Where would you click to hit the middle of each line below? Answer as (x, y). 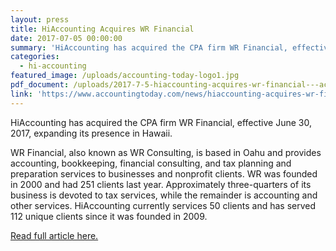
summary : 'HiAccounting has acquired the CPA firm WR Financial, (149, 47)
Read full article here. (54, 235)
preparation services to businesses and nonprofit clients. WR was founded (164, 173)
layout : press (40, 19)
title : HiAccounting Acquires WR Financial (102, 29)
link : (21, 94)
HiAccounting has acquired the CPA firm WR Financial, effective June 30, (161, 122)
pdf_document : (40, 85)
